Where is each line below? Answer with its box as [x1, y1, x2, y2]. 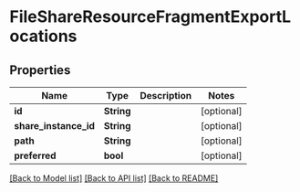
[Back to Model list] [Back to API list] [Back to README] [9, 173, 219, 184]
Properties [9, 62, 71, 78]
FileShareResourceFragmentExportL [9, 6, 292, 27]
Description [140, 90, 192, 101]
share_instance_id [14, 120, 96, 132]
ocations [9, 26, 78, 47]
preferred [14, 149, 57, 162]
